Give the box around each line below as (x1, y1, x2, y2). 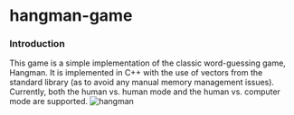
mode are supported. (9, 96, 89, 107)
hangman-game (9, 5, 133, 26)
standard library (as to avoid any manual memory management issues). (9, 77, 274, 88)
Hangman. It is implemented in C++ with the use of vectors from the (9, 67, 263, 78)
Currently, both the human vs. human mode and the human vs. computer (9, 86, 280, 97)
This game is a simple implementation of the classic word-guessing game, (9, 57, 287, 68)
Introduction (9, 38, 65, 50)
